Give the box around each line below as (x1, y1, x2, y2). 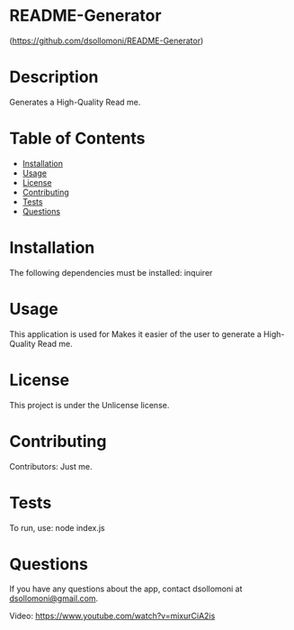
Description (9, 67, 99, 87)
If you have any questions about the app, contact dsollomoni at (9, 583, 243, 595)
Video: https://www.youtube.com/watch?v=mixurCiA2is (9, 610, 216, 622)
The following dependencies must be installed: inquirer (9, 267, 213, 278)
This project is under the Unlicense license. (9, 399, 170, 410)
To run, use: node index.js (9, 522, 105, 533)
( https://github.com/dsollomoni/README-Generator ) (9, 35, 204, 46)
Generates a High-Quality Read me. (9, 96, 141, 107)
